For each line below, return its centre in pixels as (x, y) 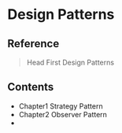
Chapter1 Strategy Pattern (61, 106)
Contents (31, 87)
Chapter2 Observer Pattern (63, 114)
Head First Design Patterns (70, 62)
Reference (33, 44)
